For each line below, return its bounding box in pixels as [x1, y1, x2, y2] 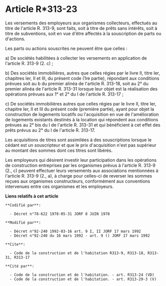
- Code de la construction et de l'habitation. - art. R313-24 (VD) [9, 272, 155, 277]
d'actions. [5, 36, 26, 42]
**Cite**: [5, 242, 26, 247]
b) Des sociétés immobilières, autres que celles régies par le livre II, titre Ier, [5, 70, 160, 76]
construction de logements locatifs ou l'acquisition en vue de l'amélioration [5, 111, 159, 117]
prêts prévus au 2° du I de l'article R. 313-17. [5, 127, 95, 133]
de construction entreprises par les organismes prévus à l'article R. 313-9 [5, 162, 156, 168]
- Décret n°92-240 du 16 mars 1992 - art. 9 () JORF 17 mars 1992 [9, 233, 150, 238]
